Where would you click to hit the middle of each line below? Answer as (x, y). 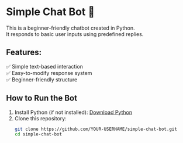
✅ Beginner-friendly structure (42, 79)
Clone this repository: (40, 118)
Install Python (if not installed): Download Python (73, 112)
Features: (24, 53)
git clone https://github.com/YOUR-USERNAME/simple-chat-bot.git (96, 129)
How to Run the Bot (42, 98)
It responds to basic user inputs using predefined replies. (75, 34)
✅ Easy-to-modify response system (49, 73)
